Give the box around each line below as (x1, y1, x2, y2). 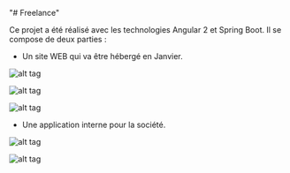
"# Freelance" (9, 8, 60, 18)
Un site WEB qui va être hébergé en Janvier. (21, 51, 183, 61)
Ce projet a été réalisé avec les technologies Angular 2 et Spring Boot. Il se (9, 25, 282, 34)
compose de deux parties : (9, 34, 107, 44)
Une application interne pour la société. (21, 119, 166, 130)
